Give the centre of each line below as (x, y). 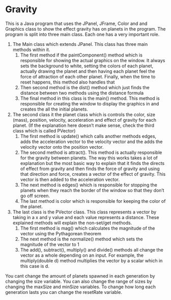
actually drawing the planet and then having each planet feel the (88, 71)
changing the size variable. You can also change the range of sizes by (79, 281)
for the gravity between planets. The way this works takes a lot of (89, 158)
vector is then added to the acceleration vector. (70, 179)
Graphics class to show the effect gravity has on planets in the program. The (85, 29)
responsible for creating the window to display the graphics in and (90, 103)
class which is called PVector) (44, 130)
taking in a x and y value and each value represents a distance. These (86, 217)
